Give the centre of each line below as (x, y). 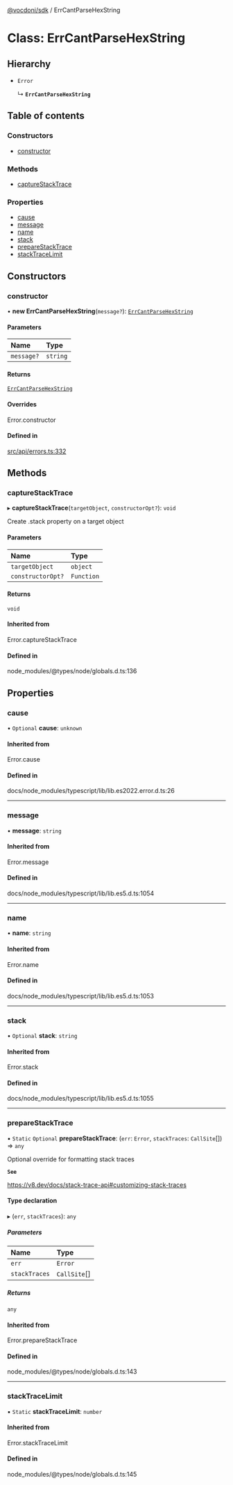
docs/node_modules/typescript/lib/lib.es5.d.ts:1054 (81, 893)
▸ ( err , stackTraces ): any (42, 1216)
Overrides (22, 404)
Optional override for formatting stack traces (71, 1159)
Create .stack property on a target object (66, 521)
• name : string (29, 933)
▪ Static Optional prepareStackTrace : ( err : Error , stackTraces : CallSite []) (115, 1138)
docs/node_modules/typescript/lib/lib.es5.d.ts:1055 (80, 1099)
